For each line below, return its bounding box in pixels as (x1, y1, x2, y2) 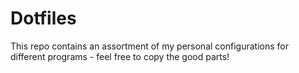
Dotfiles (10, 7, 77, 30)
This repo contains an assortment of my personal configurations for (10, 40, 289, 52)
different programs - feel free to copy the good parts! (10, 50, 230, 62)
